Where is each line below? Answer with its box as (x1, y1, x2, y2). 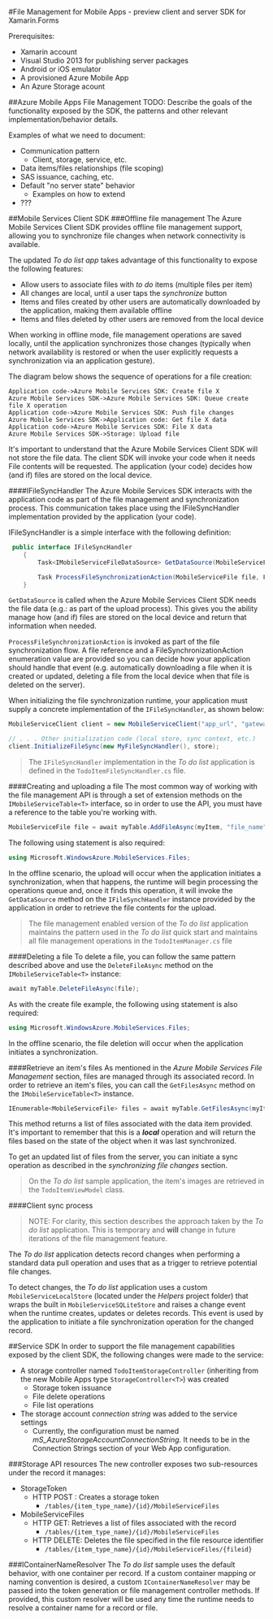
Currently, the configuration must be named (32, 1426, 180, 1436)
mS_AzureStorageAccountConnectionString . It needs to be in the (32, 1435, 250, 1445)
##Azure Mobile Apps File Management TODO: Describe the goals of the (8, 98, 253, 106)
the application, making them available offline (19, 306, 172, 315)
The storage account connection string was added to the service (19, 1409, 238, 1419)
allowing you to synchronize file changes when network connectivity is (8, 231, 246, 241)
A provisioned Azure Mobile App (19, 73, 129, 82)
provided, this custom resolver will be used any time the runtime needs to (8, 1595, 254, 1604)
